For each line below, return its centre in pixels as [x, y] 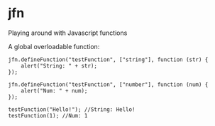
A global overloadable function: [54, 46]
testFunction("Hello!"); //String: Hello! [72, 109]
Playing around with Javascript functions [68, 33]
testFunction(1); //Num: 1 [48, 115]
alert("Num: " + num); [54, 90]
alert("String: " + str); [59, 65]
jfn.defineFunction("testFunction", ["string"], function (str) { [108, 59]
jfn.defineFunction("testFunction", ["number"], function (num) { [108, 84]
